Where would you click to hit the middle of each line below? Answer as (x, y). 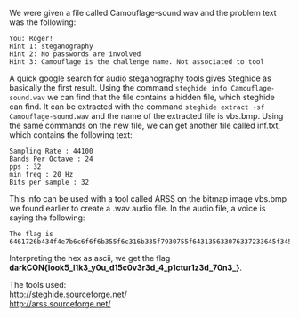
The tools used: (38, 285)
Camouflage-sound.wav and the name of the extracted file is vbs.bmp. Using (146, 116)
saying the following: (47, 218)
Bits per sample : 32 (49, 182)
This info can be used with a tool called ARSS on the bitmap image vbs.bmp (148, 199)
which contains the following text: (71, 135)
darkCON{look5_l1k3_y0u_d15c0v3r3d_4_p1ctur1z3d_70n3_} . (126, 267)
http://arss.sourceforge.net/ (60, 304)
